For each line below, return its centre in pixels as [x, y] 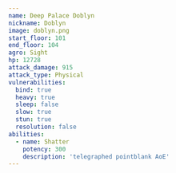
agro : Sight [28, 53]
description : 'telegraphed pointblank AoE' [96, 156]
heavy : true [36, 97]
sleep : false [37, 104]
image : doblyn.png [39, 30]
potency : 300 [44, 149]
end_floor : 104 [34, 45]
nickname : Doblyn [37, 23]
